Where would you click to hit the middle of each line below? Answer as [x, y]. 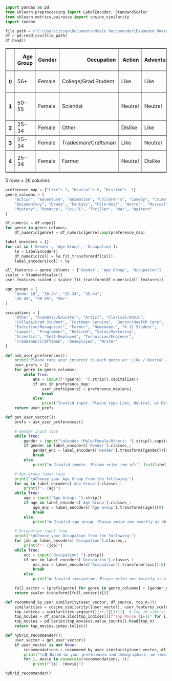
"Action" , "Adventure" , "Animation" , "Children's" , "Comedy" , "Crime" [91, 199]
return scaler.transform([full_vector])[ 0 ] [62, 593]
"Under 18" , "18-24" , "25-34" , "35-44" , [58, 294]
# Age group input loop [40, 474]
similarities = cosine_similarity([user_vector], [69, 607]
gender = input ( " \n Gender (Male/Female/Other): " [78, 441]
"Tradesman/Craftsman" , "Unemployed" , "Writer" [66, 341]
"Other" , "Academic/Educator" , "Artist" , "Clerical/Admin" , [80, 318]
